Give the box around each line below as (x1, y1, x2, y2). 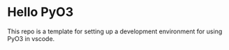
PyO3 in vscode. (7, 34, 55, 42)
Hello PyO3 (7, 4, 74, 20)
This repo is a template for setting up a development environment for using (7, 27, 223, 35)
